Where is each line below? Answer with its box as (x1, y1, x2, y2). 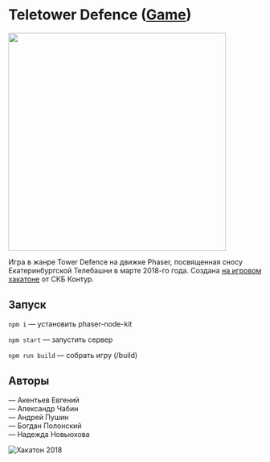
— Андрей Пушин (8, 413, 69, 422)
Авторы (8, 373, 50, 388)
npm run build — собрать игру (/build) (8, 351, 138, 360)
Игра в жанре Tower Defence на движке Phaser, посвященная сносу (8, 257, 243, 267)
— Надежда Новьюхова (8, 430, 90, 439)
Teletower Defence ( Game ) (8, 6, 192, 24)
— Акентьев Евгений (8, 395, 80, 405)
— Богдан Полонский (8, 421, 82, 431)
